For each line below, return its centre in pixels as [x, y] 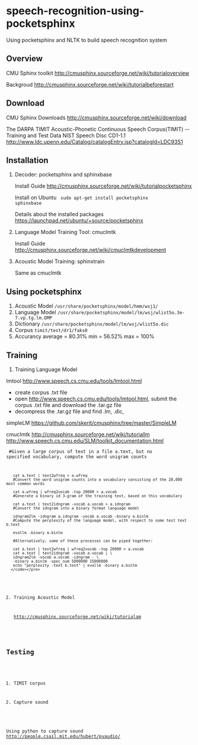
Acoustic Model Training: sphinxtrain [60, 261]
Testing [20, 652]
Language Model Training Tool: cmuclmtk [66, 232]
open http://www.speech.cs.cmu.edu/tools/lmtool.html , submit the [96, 399]
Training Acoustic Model [44, 598]
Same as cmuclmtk [38, 273]
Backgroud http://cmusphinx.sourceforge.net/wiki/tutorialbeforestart [90, 84]
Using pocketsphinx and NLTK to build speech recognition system [87, 40]
